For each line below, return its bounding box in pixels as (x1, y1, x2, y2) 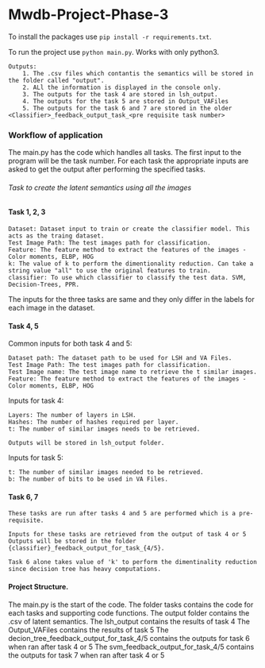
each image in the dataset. (8, 303, 95, 313)
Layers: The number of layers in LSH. (8, 411, 136, 419)
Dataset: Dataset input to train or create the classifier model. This (8, 225, 250, 234)
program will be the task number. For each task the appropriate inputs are (8, 156, 249, 166)
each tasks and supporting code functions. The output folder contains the (8, 608, 250, 617)
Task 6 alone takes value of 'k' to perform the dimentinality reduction (8, 558, 258, 566)
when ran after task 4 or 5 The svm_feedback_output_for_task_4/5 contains (8, 642, 255, 651)
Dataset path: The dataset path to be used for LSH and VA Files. (8, 354, 232, 362)
